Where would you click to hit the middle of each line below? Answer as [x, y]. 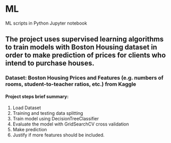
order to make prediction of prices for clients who [86, 55]
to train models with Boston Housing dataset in [81, 47]
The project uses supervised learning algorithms [84, 39]
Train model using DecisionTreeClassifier [56, 119]
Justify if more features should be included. [58, 135]
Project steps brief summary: [37, 96]
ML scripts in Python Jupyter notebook [46, 23]
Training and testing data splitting [48, 113]
